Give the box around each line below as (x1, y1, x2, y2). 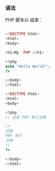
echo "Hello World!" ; (5, 64, 51, 69)
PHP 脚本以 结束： (5, 17, 44, 23)
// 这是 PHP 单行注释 (5, 115, 46, 120)
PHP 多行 (5, 133, 22, 139)
